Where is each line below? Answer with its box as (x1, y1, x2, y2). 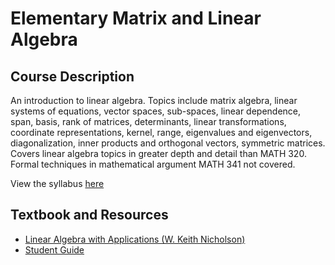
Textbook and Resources (10, 207, 169, 224)
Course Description (10, 68, 135, 85)
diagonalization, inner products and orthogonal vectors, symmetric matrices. (10, 137, 326, 149)
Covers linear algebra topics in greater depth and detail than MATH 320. (10, 148, 307, 159)
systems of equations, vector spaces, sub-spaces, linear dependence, (10, 105, 302, 117)
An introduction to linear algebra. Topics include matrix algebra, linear (10, 95, 298, 106)
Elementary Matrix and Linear (10, 7, 262, 30)
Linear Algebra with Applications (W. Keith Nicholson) (24, 233, 246, 245)
